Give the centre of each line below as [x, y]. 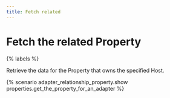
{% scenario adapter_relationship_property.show [67, 82]
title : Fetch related [34, 12]
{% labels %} [23, 59]
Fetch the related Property [74, 41]
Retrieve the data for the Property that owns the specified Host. [85, 70]
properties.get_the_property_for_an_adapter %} [65, 88]
